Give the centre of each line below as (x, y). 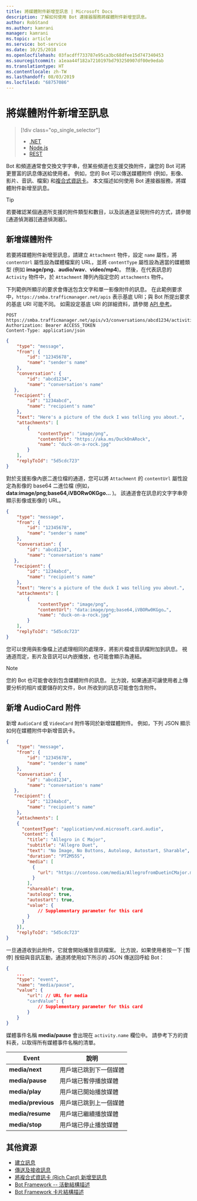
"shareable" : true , (51, 889)
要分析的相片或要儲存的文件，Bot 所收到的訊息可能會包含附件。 (83, 687)
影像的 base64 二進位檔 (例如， (54, 486)
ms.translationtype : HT (35, 66)
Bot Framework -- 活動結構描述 (52, 1185)
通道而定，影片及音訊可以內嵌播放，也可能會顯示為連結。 (75, 656)
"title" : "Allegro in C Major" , (67, 840)
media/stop (26, 1124)
